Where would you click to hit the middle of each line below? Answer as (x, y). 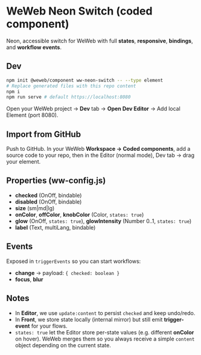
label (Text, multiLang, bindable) (55, 227)
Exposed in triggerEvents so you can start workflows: (74, 261)
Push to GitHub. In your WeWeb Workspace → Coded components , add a (98, 149)
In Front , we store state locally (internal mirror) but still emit (89, 319)
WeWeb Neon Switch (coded (79, 11)
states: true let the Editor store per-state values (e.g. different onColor (104, 332)
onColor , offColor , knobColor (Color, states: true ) (79, 214)
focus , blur (29, 279)
